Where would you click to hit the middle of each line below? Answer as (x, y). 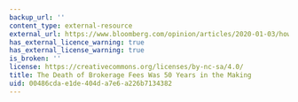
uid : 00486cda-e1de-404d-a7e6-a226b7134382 (91, 83)
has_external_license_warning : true (77, 51)
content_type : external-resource (71, 26)
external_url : (35, 34)
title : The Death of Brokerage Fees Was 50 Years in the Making (130, 75)
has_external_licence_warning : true (77, 42)
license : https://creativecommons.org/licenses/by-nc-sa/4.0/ (126, 67)
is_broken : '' (35, 59)
